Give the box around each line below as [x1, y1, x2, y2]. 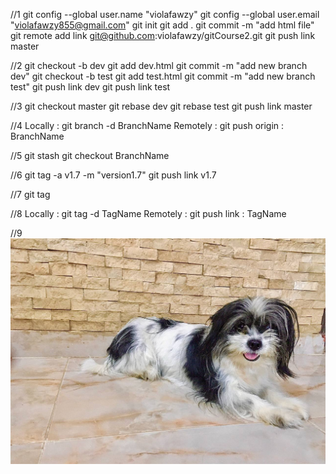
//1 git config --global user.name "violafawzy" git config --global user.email [10, 9, 320, 20]
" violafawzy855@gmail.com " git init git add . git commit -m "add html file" [10, 19, 315, 31]
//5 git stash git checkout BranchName [10, 150, 170, 161]
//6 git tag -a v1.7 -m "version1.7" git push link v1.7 [10, 169, 217, 181]
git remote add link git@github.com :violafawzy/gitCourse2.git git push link [10, 30, 316, 41]
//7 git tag [10, 189, 51, 200]
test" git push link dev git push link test [10, 81, 171, 93]
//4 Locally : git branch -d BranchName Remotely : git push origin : [10, 120, 285, 131]
